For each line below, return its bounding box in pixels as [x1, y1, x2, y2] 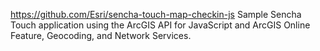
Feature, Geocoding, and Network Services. [10, 30, 192, 41]
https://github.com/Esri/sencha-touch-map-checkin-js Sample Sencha [10, 9, 302, 20]
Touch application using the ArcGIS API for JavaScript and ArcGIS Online [10, 19, 311, 31]
